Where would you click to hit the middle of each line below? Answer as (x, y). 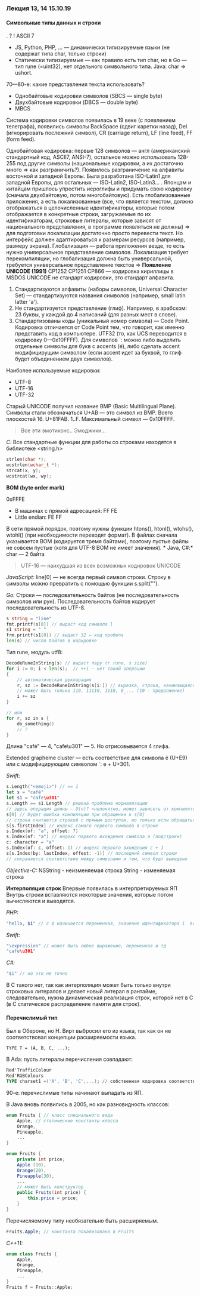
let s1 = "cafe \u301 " (33, 798)
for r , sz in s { (28, 718)
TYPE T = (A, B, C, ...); (38, 1048)
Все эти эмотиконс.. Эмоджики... (63, 430)
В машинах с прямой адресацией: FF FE (66, 510)
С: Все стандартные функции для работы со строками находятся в (91, 442)
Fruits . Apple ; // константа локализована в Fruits (70, 1232)
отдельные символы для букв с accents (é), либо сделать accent (97, 346)
